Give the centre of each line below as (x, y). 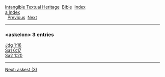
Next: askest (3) (21, 70)
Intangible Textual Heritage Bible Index (45, 7)
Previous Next (22, 17)
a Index (13, 12)
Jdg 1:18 (14, 45)
